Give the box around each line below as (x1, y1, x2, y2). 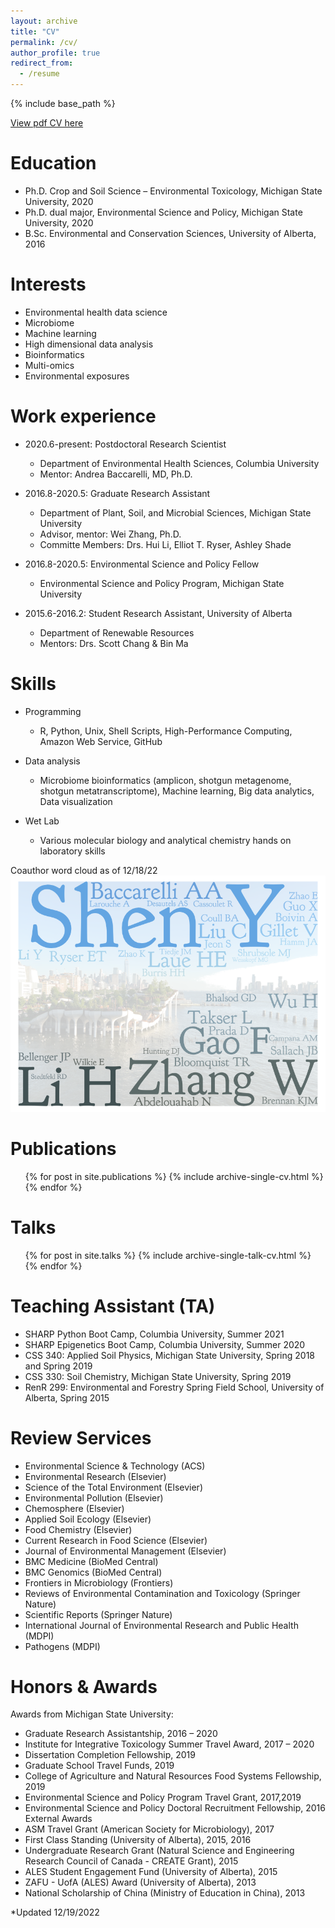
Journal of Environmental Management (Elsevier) (24, 1545, 227, 1557)
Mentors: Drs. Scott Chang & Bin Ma (39, 637, 189, 649)
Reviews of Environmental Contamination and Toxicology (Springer (24, 1587, 301, 1599)
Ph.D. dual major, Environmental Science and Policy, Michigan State (24, 206, 303, 218)
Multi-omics (24, 359, 75, 371)
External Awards (24, 1813, 93, 1825)
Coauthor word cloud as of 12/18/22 (10, 864, 158, 876)
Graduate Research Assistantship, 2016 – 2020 (24, 1728, 218, 1740)
